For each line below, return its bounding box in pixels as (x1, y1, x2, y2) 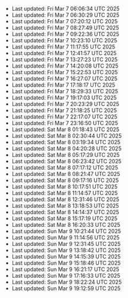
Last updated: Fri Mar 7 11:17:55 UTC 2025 (11, 43, 115, 50)
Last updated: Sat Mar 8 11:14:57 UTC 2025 (11, 190, 118, 196)
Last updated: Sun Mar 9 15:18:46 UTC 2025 (11, 260, 121, 266)
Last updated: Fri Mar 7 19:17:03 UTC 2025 (11, 94, 117, 101)
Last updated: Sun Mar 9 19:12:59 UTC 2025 (11, 285, 121, 292)
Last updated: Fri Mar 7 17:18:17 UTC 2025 (11, 81, 115, 89)
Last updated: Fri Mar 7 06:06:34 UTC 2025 (11, 5, 120, 12)
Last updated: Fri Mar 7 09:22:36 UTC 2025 (11, 31, 120, 38)
